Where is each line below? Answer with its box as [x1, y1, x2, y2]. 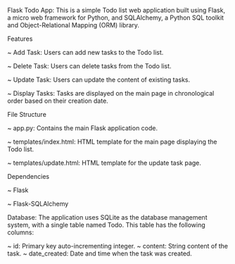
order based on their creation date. [7, 96, 109, 105]
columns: [7, 228, 34, 237]
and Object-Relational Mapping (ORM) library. [7, 21, 139, 29]
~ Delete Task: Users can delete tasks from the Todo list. [7, 62, 172, 70]
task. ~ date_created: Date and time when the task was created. [7, 249, 192, 258]
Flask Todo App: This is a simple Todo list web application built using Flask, [7, 6, 226, 14]
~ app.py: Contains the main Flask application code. [7, 124, 158, 132]
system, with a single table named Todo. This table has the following [7, 221, 205, 229]
